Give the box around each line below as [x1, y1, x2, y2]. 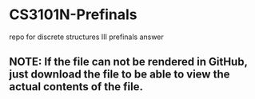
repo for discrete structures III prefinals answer [9, 32, 165, 42]
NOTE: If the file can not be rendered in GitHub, [9, 55, 248, 69]
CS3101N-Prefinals [9, 6, 138, 24]
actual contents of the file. [9, 80, 143, 93]
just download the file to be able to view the [9, 68, 230, 81]
